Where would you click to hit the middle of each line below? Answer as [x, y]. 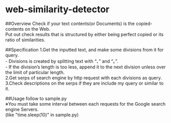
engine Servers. [22, 109]
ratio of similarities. [25, 40]
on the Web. [38, 29]
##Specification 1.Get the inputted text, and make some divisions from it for [84, 50]
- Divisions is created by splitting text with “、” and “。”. [62, 61]
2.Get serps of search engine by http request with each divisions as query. [84, 78]
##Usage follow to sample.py [36, 99]
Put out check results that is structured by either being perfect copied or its [84, 34]
